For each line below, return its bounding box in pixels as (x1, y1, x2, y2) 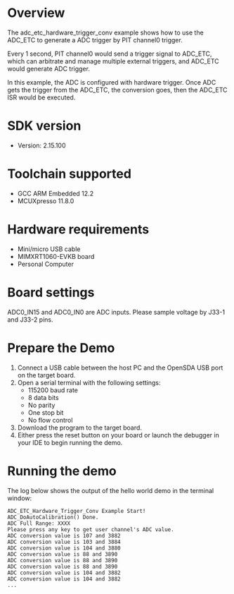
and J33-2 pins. (7, 315, 54, 324)
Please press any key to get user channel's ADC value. (7, 526, 174, 533)
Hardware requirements (7, 222, 150, 237)
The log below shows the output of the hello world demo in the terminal (7, 486, 214, 495)
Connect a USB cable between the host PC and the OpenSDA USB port (17, 363, 223, 372)
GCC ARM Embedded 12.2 (17, 189, 93, 198)
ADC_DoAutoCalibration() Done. (7, 514, 99, 521)
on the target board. (17, 370, 76, 379)
